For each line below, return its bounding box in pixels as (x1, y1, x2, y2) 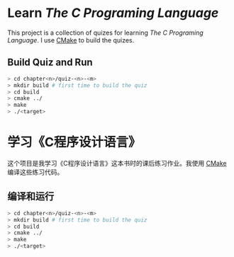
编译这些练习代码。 (7, 168, 64, 176)
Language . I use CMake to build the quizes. (7, 35, 135, 44)
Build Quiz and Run (7, 57, 94, 69)
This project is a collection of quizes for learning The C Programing (7, 28, 204, 37)
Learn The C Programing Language (7, 5, 219, 21)
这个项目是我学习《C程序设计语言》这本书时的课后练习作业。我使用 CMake (7, 159, 227, 167)
